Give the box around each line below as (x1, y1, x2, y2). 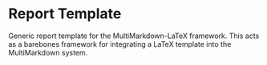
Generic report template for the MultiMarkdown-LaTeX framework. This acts (8, 31, 260, 40)
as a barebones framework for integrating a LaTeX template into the (8, 39, 232, 48)
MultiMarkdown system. (8, 48, 88, 57)
